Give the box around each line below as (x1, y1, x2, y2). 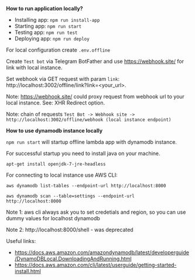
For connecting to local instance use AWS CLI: (6, 171, 118, 178)
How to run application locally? (6, 5, 83, 12)
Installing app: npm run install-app (14, 16, 100, 23)
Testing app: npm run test (14, 29, 78, 36)
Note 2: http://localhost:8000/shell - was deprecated (6, 226, 134, 233)
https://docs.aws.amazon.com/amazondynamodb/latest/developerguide (14, 249, 189, 256)
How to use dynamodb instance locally (6, 127, 103, 134)
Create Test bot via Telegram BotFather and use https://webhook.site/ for (6, 58, 184, 65)
